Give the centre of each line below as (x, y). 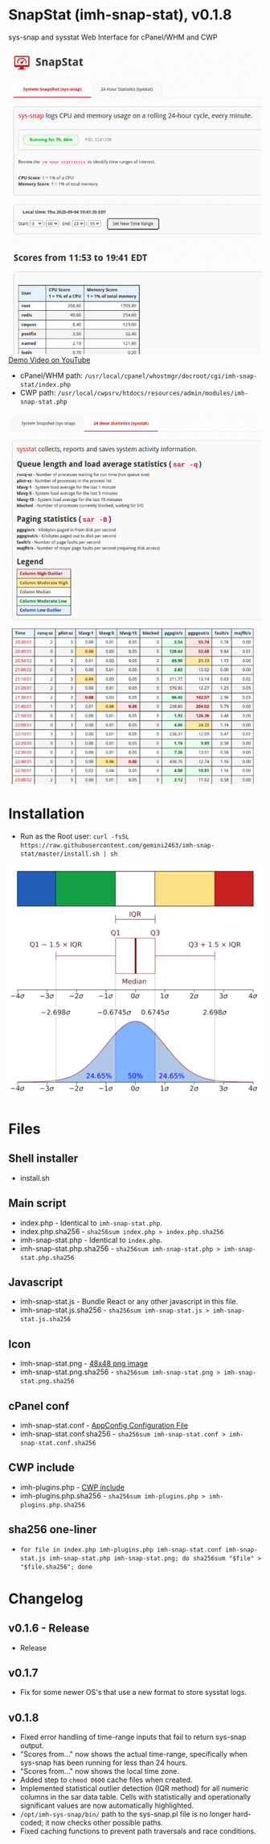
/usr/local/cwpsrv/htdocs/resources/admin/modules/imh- (153, 393)
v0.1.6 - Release (49, 1629)
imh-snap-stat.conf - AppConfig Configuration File (104, 1425)
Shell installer (43, 1159)
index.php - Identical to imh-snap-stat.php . (91, 1223)
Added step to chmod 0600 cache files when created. (106, 1780)
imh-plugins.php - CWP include (72, 1487)
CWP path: (38, 392)
